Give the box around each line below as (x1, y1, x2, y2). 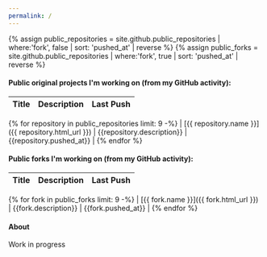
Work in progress (8, 239, 66, 250)
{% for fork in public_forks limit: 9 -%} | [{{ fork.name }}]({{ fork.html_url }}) (8, 195, 259, 205)
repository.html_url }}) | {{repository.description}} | (19, 126, 188, 137)
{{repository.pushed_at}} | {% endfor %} (8, 135, 143, 145)
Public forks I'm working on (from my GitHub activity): (8, 154, 194, 164)
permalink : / (8, 11, 52, 20)
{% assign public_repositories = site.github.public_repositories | (8, 34, 220, 44)
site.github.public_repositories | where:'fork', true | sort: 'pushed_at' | (8, 51, 239, 60)
